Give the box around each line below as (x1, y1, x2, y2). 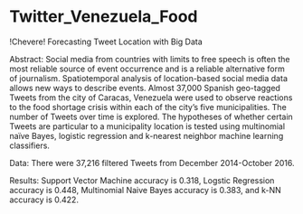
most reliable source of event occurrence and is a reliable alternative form (9, 63, 285, 74)
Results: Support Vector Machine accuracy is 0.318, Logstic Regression (9, 174, 275, 186)
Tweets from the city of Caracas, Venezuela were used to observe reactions (9, 92, 293, 103)
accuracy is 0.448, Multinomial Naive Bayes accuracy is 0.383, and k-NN (9, 184, 282, 195)
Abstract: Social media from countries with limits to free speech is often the (9, 53, 290, 64)
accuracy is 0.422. (9, 194, 80, 205)
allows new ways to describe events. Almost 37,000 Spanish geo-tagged (9, 82, 280, 93)
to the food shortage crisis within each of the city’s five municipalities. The (9, 101, 287, 112)
